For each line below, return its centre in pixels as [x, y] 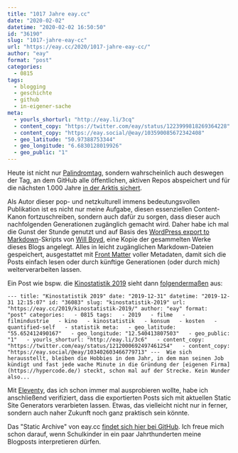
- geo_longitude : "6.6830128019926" [68, 146]
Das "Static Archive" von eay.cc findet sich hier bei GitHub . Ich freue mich [116, 426]
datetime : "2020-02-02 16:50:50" [57, 27]
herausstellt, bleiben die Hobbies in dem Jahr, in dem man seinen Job [115, 359]
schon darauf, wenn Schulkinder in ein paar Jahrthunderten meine [104, 434]
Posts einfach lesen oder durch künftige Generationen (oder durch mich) [114, 262]
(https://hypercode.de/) [44, 371]
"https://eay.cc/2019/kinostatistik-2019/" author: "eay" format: [108, 309]
